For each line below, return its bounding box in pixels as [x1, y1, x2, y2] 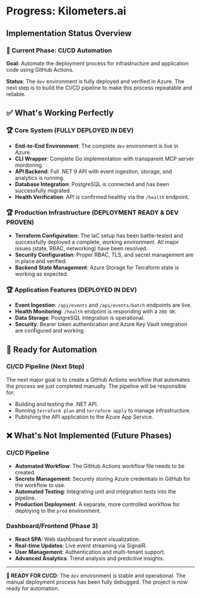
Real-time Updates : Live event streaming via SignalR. [14, 542, 147, 549]
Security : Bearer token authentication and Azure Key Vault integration [14, 321, 187, 328]
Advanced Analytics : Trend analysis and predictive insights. [14, 554, 165, 562]
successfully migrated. [14, 187, 72, 194]
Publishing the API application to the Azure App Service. [14, 413, 154, 420]
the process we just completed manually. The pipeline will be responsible [6, 382, 187, 390]
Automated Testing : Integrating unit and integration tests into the [14, 488, 176, 495]
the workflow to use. [14, 482, 66, 489]
